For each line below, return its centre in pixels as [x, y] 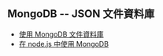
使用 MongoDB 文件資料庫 [61, 34]
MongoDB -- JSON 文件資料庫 [81, 14]
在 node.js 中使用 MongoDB [64, 44]
